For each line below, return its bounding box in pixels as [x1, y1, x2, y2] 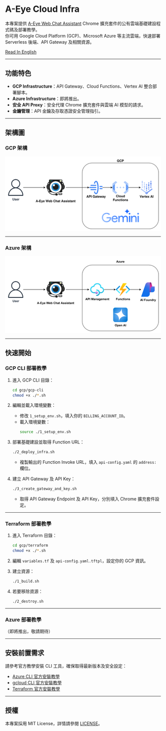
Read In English [5, 49, 37, 55]
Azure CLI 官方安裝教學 [12, 673, 60, 679]
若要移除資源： [12, 588, 43, 594]
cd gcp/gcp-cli [12, 388, 44, 392]
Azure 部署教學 [5, 616, 42, 623]
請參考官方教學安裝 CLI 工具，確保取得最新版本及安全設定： [5, 663, 127, 669]
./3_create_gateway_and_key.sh [12, 487, 77, 491]
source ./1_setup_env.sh [19, 430, 71, 435]
